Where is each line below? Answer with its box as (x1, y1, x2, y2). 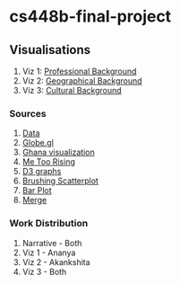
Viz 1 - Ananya (21, 247, 76, 258)
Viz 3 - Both (21, 266, 67, 277)
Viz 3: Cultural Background (21, 85, 123, 95)
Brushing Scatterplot (21, 175, 99, 186)
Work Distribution (9, 217, 89, 230)
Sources (9, 107, 47, 120)
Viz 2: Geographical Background (21, 75, 142, 86)
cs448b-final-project (9, 6, 172, 27)
